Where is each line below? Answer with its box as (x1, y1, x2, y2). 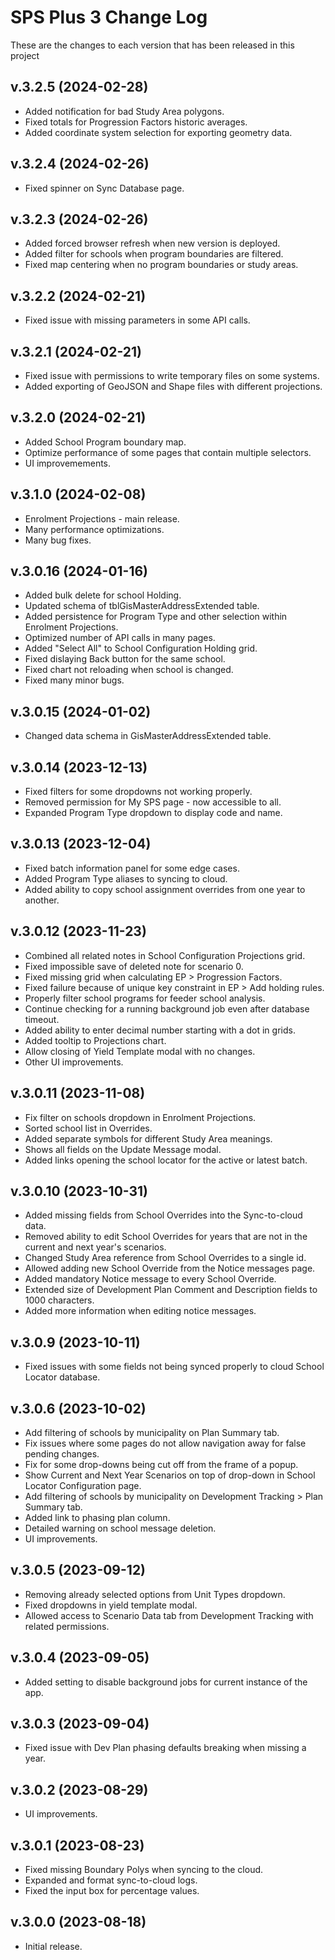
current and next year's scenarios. (24, 1241, 167, 1253)
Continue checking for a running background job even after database (24, 1002, 310, 1015)
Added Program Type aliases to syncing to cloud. (24, 872, 228, 885)
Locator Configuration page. (24, 1479, 142, 1491)
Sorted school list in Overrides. (24, 1122, 153, 1134)
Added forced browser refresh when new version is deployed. (24, 237, 281, 250)
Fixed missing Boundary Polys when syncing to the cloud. (24, 1864, 264, 1875)
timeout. (24, 1013, 60, 1025)
